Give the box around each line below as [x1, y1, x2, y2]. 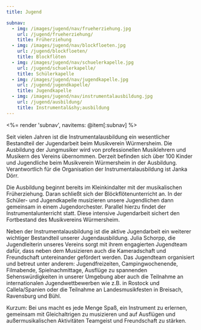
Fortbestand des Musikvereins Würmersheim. [6, 216, 120, 223]
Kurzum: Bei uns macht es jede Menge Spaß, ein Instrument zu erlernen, [6, 304, 188, 311]
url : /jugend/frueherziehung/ [17, 31, 94, 37]
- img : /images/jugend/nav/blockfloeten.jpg [12, 43, 126, 49]
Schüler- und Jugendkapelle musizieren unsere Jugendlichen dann [6, 196, 174, 204]
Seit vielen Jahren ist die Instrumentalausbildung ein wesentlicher [6, 133, 170, 140]
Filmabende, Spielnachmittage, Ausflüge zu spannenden [6, 266, 148, 273]
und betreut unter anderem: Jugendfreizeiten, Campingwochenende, [6, 260, 179, 267]
